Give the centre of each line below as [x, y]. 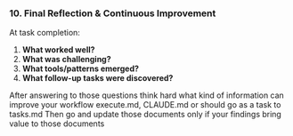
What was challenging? [66, 60]
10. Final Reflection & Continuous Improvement [113, 13]
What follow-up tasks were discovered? [98, 78]
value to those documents [57, 124]
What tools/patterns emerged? [81, 68]
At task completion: [45, 33]
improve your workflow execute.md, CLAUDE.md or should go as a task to [145, 105]
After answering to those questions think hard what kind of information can [147, 95]
